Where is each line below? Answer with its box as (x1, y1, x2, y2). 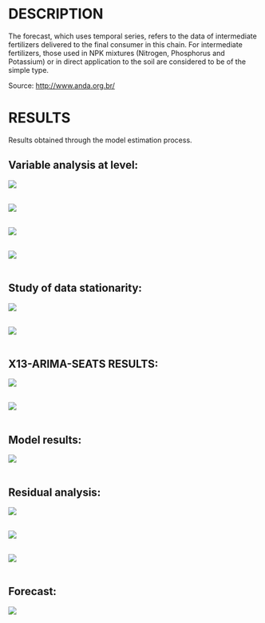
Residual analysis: (8, 485, 101, 499)
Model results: (8, 433, 82, 446)
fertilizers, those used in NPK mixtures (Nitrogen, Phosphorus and (8, 48, 225, 58)
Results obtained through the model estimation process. (8, 135, 193, 145)
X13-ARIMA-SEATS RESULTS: (8, 357, 159, 370)
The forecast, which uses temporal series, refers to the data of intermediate (8, 31, 257, 41)
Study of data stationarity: (8, 282, 142, 295)
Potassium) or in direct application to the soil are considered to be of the (8, 57, 246, 66)
